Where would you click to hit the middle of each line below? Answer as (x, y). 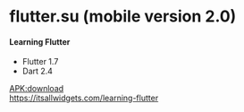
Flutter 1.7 (40, 62)
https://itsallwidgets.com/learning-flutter (84, 98)
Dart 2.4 (38, 71)
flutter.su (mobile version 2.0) (123, 17)
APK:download (37, 89)
